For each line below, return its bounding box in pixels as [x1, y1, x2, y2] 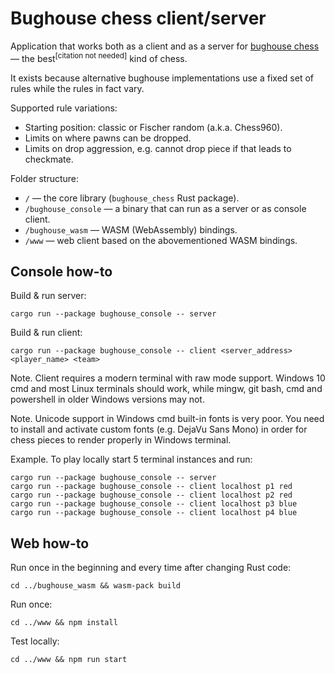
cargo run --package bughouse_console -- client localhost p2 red [10, 490, 293, 501]
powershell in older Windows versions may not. [10, 393, 205, 406]
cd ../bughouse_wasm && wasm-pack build [10, 581, 182, 591]
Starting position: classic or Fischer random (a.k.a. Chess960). [24, 121, 283, 133]
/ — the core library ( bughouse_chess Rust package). [24, 192, 240, 204]
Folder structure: [10, 172, 80, 184]
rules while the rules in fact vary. [10, 82, 145, 94]
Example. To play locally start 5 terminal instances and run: [10, 453, 253, 466]
